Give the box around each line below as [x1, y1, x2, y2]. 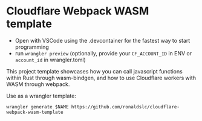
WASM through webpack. [6, 80, 70, 88]
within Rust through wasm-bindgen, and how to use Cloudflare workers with [6, 74, 197, 81]
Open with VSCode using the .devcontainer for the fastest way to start [15, 37, 191, 44]
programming [15, 43, 50, 51]
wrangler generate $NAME [6, 104, 69, 110]
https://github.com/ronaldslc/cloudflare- [71, 104, 180, 110]
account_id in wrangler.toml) [15, 56, 86, 63]
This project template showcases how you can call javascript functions [6, 67, 183, 75]
